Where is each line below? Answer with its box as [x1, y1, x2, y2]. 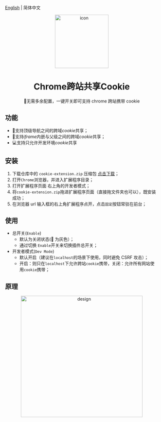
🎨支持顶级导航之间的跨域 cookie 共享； [12, 127, 89, 133]
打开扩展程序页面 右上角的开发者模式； [12, 183, 90, 188]
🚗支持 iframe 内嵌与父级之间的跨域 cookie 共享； [12, 134, 106, 139]
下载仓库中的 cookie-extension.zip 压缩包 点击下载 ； [12, 170, 119, 176]
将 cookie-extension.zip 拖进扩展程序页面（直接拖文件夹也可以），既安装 [12, 189, 156, 195]
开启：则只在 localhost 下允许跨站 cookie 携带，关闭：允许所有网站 [19, 261, 150, 267]
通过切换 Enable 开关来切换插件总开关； [19, 242, 98, 248]
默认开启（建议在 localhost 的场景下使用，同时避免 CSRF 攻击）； [19, 254, 149, 260]
